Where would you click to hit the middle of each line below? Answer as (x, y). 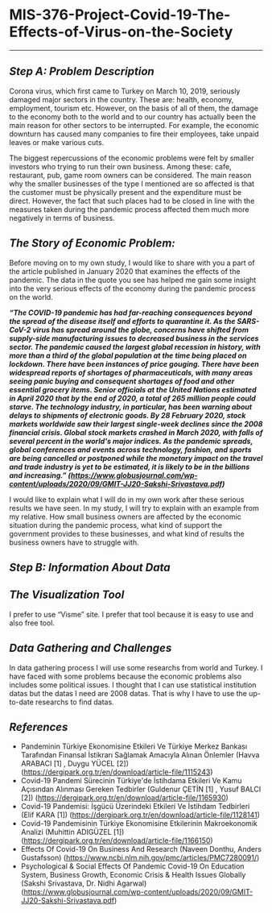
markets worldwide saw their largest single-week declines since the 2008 (136, 424)
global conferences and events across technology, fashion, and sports (130, 450)
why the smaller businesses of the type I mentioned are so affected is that (132, 184)
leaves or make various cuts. (57, 142)
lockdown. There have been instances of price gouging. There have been (134, 363)
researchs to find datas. (75, 702)
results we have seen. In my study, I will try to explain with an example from (134, 508)
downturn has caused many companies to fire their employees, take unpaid (134, 134)
